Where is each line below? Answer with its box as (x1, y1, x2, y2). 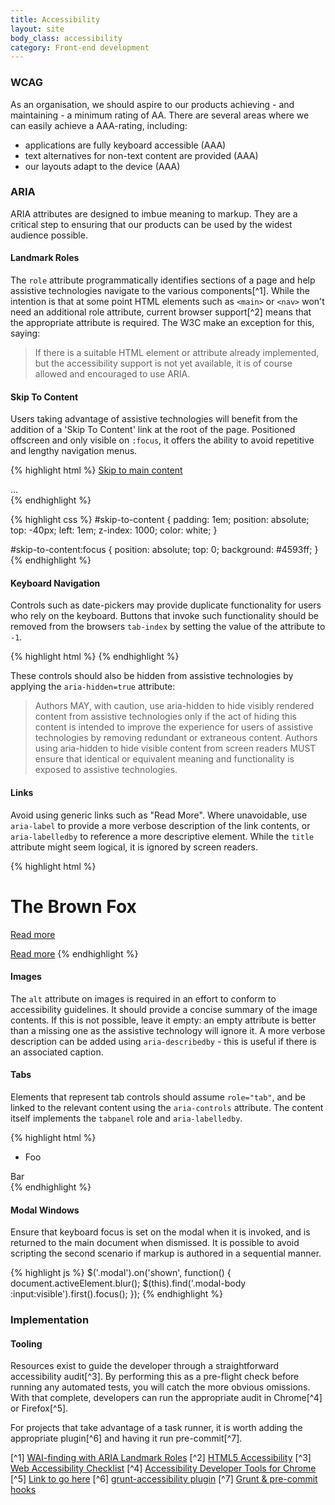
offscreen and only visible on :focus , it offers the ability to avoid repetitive (10, 434, 315, 446)
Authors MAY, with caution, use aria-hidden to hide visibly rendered (34, 700, 315, 712)
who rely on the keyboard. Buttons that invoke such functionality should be (10, 610, 319, 622)
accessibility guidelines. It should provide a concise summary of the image (10, 1003, 318, 1015)
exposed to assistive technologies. (34, 764, 178, 776)
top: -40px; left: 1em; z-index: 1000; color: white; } (10, 524, 218, 536)
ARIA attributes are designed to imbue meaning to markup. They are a (10, 207, 298, 220)
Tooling (10, 1337, 43, 1350)
